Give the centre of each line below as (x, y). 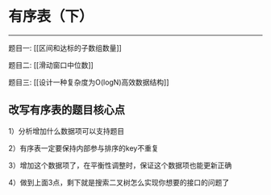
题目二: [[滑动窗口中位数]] (51, 64)
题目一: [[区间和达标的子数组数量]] (65, 48)
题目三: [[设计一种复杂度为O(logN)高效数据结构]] (89, 82)
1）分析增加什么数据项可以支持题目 (67, 131)
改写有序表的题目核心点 (67, 110)
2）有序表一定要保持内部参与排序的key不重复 (83, 148)
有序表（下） (51, 17)
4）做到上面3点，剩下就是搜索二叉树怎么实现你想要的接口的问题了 (119, 182)
